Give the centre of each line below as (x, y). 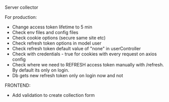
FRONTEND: (18, 85)
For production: (21, 17)
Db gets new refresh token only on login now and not (67, 75)
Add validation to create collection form (53, 95)
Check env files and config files (45, 32)
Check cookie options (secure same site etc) (59, 38)
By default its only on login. (41, 70)
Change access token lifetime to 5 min (52, 27)
